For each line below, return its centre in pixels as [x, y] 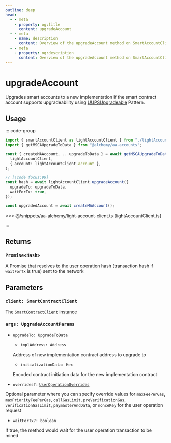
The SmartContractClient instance [41, 312]
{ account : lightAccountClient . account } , [55, 164]
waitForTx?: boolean [34, 421]
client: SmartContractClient [41, 301]
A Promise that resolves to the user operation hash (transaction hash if [79, 266]
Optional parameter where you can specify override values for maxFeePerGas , [85, 394]
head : [11, 15]
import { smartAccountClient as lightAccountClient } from [69, 140]
